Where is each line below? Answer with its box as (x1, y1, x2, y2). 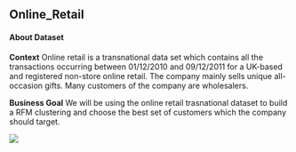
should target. (9, 116, 60, 127)
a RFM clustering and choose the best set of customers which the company (9, 107, 287, 117)
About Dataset (9, 31, 64, 43)
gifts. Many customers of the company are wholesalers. (44, 80, 249, 91)
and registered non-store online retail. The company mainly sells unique (9, 70, 273, 81)
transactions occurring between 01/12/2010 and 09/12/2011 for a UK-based (9, 61, 283, 72)
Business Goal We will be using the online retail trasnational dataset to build (9, 97, 288, 108)
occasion (9, 80, 43, 91)
